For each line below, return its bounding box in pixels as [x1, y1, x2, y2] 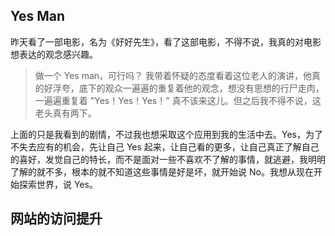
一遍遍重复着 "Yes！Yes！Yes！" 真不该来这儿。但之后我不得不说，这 [34, 94, 322, 106]
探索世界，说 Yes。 [18, 178, 98, 190]
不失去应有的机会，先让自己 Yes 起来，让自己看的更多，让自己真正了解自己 [10, 140, 320, 153]
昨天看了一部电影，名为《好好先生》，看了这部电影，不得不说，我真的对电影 [10, 35, 322, 48]
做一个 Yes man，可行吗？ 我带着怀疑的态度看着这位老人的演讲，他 [34, 69, 312, 81]
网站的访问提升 [10, 210, 103, 228]
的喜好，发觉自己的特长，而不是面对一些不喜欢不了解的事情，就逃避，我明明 [10, 153, 326, 165]
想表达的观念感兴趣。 [10, 48, 98, 60]
